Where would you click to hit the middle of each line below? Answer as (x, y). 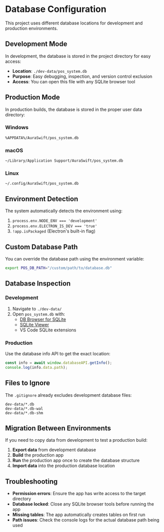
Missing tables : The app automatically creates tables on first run (79, 515)
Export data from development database (54, 450)
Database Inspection (38, 284)
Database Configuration (56, 9)
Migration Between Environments (58, 428)
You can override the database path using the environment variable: (75, 259)
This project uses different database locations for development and (74, 23)
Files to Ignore (28, 383)
